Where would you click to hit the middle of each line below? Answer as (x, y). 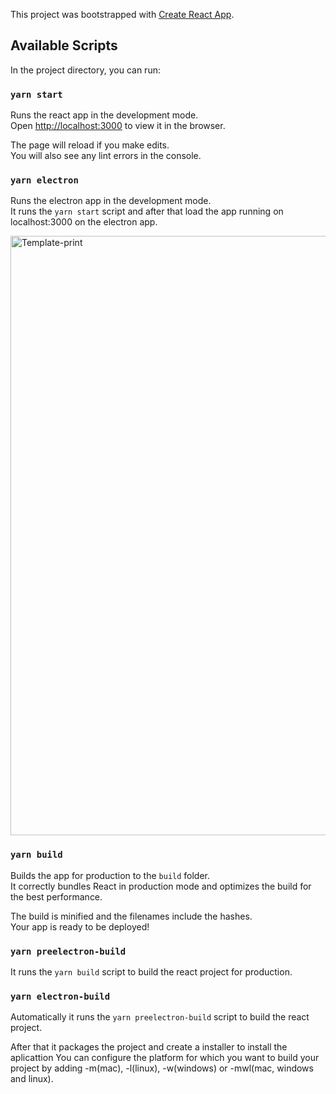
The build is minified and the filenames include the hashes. (131, 916)
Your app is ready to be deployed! (80, 926)
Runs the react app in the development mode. (104, 115)
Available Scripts (64, 45)
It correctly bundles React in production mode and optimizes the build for (161, 886)
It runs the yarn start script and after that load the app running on (147, 211)
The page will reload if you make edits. (90, 145)
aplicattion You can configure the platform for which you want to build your (165, 1058)
